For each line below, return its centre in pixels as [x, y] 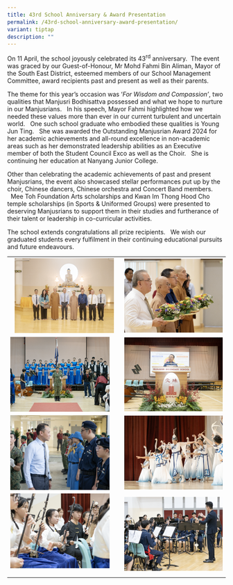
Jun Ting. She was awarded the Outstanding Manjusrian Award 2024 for [112, 131]
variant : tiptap [31, 29]
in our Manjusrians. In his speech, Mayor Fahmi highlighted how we [105, 109]
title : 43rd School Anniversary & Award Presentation [87, 15]
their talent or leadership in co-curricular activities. [80, 218]
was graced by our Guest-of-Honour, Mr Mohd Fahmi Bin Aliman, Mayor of [114, 65]
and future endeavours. [41, 246]
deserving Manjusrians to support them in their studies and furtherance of [113, 211]
